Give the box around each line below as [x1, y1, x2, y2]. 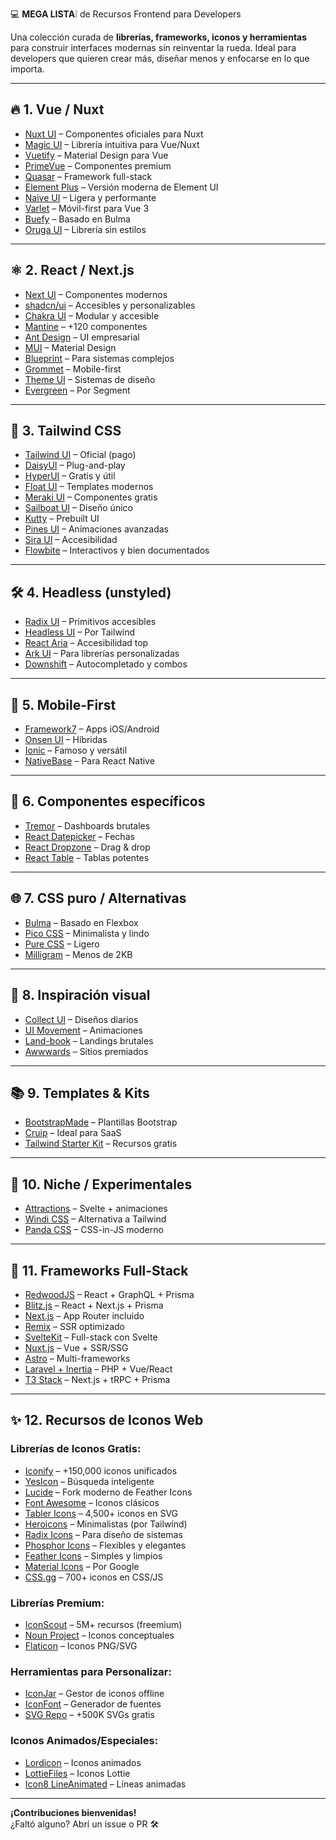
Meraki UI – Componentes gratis [24, 491, 158, 503]
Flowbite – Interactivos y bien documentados [24, 544, 210, 557]
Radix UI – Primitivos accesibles [24, 616, 157, 628]
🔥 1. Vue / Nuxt [10, 101, 105, 118]
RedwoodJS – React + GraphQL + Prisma [24, 1288, 195, 1300]
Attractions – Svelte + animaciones [24, 1203, 168, 1215]
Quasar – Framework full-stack [24, 170, 153, 182]
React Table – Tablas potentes [24, 851, 150, 863]
